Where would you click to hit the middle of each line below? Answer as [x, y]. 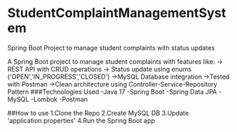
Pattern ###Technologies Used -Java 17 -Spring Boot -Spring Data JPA [112, 92]
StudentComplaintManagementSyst [117, 13]
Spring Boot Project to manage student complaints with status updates [111, 48]
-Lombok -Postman [59, 99]
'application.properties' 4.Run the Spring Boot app [81, 120]
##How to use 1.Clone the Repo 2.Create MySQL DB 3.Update [98, 113]
